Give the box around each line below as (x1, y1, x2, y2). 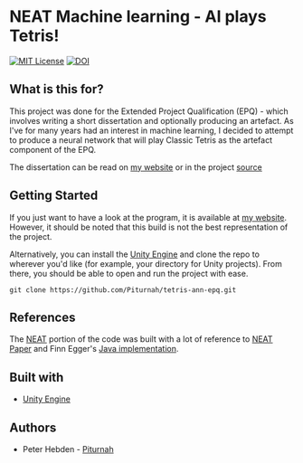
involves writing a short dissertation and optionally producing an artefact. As (9, 115, 294, 126)
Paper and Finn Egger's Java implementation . (9, 344, 179, 354)
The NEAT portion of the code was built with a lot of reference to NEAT (9, 334, 273, 345)
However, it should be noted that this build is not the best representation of (9, 222, 289, 232)
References (9, 309, 76, 325)
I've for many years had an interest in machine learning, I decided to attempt (9, 125, 294, 136)
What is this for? (9, 81, 104, 97)
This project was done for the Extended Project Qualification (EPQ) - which (9, 106, 289, 117)
